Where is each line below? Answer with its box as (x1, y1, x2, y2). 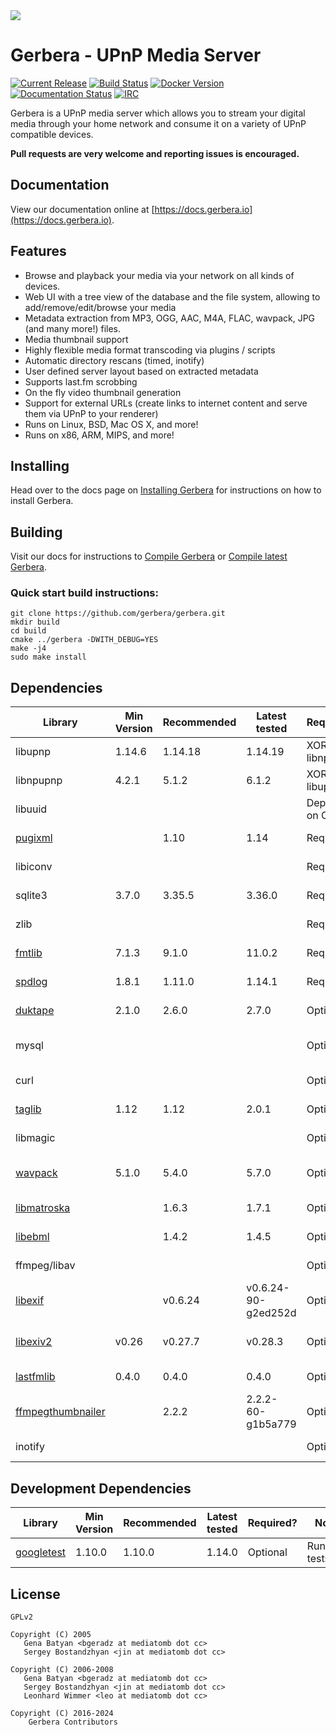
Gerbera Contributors (28, 1717, 118, 1727)
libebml (15, 1230, 50, 1244)
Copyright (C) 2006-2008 (10, 1664, 114, 1674)
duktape (15, 1004, 55, 1018)
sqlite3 (15, 889, 48, 903)
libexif (15, 1294, 45, 1308)
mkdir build (10, 617, 60, 628)
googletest (15, 1545, 67, 1559)
